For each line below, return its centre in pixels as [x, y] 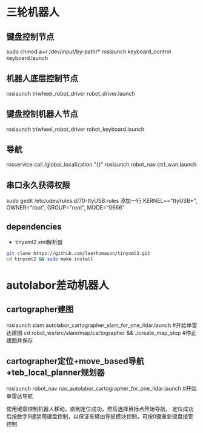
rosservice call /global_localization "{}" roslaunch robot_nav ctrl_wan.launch [101, 165]
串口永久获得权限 [38, 185]
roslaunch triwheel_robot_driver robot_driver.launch [71, 93]
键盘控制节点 [30, 37]
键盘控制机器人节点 [42, 114]
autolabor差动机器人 [58, 285]
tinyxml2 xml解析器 [39, 242]
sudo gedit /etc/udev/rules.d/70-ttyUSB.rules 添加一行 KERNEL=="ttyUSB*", [102, 201]
